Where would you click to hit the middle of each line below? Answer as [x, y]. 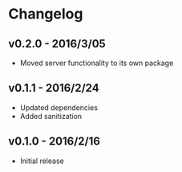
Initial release [42, 161]
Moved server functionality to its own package [97, 63]
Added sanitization [51, 116]
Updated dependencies [59, 107]
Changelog [46, 14]
